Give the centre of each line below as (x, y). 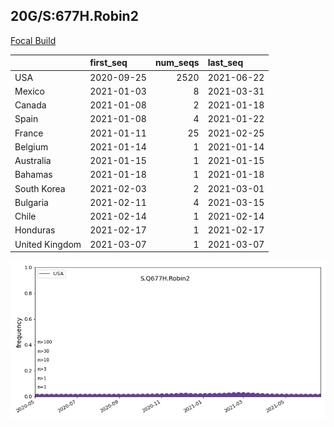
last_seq (225, 63)
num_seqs (177, 63)
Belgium (31, 146)
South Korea (40, 188)
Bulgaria (31, 202)
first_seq (108, 63)
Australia (33, 161)
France (29, 133)
